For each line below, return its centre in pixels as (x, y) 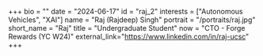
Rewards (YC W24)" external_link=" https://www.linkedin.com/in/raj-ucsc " (129, 36)
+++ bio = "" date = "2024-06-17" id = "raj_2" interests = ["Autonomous (126, 11)
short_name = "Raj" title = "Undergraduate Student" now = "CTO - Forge (127, 28)
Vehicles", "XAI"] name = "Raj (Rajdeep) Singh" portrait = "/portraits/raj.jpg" (132, 20)
